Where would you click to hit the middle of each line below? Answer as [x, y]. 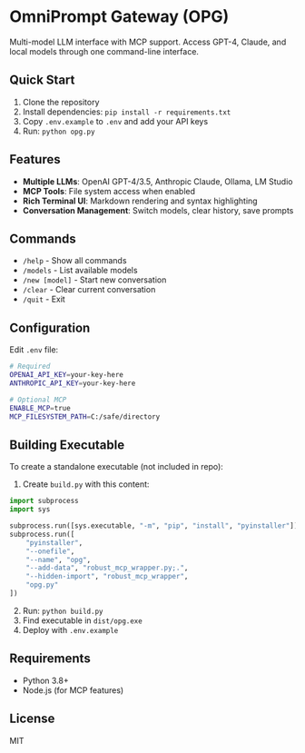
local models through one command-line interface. [104, 51]
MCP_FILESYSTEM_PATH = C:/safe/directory [85, 416]
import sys [30, 510]
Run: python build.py [63, 610]
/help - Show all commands [74, 261]
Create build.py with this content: [86, 484]
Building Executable [67, 445]
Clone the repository [61, 102]
